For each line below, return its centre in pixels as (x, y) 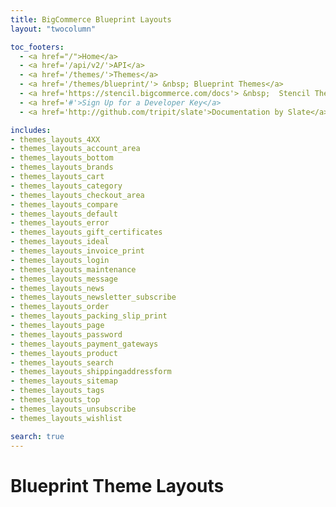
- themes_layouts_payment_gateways (84, 344)
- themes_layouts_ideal (60, 242)
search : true (37, 436)
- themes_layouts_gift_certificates (86, 232)
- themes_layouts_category (66, 186)
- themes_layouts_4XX (55, 139)
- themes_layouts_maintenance (73, 269)
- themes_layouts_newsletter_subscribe (93, 297)
